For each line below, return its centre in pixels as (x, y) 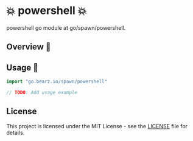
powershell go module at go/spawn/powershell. (66, 27)
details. (16, 132)
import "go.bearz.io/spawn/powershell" (57, 82)
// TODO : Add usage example (42, 93)
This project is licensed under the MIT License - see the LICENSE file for (97, 126)
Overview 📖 (29, 47)
